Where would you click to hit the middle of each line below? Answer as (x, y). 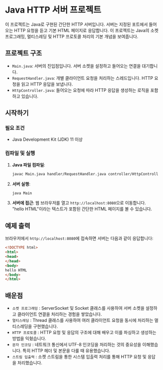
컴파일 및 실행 (20, 153)
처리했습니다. (30, 363)
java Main (22, 193)
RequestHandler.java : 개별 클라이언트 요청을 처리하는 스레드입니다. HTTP (82, 78)
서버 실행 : (21, 184)
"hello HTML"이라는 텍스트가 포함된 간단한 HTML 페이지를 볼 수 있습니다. (82, 209)
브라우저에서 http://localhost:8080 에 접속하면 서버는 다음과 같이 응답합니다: (79, 238)
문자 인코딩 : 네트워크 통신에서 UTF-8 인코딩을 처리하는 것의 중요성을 (77, 345)
